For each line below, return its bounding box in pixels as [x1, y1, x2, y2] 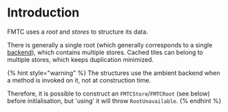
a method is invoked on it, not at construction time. [7, 76, 152, 84]
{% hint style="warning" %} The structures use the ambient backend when [7, 69, 220, 77]
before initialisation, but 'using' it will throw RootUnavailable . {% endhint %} [7, 96, 222, 104]
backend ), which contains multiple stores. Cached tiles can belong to [7, 48, 203, 56]
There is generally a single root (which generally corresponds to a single [7, 41, 213, 49]
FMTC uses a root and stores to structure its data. [7, 27, 148, 36]
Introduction [7, 5, 80, 21]
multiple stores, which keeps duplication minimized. [7, 55, 154, 63]
